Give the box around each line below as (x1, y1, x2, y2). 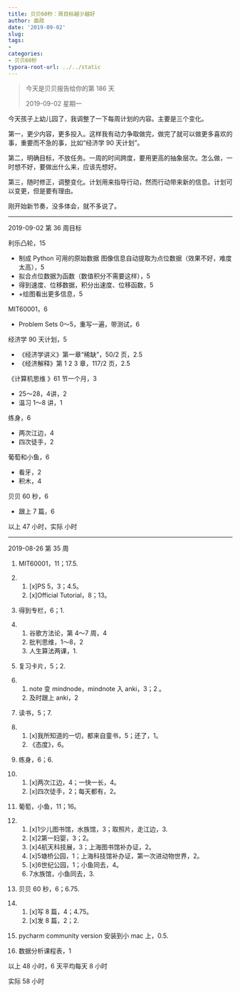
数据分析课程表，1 (18, 946, 72, 955)
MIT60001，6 (8, 305, 48, 313)
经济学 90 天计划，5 (8, 334, 67, 343)
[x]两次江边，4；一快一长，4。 (28, 778, 120, 787)
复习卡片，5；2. (18, 661, 66, 670)
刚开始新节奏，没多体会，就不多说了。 (8, 201, 120, 210)
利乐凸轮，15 (8, 238, 46, 247)
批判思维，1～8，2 (28, 638, 84, 646)
